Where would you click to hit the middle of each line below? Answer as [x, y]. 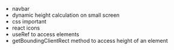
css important [29, 21]
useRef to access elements [45, 34]
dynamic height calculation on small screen [66, 15]
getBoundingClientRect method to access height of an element [90, 41]
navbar [21, 9]
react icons [26, 28]
